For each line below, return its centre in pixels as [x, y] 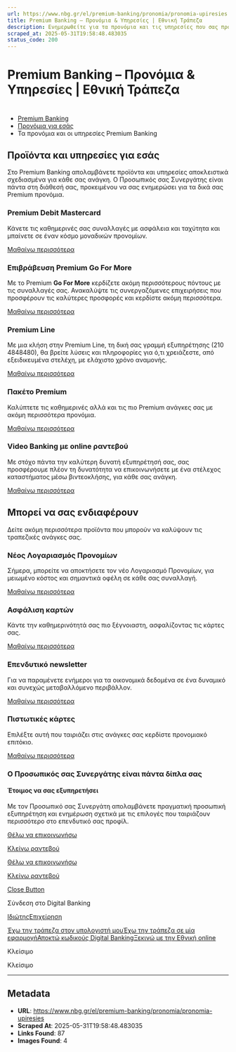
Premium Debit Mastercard [54, 213]
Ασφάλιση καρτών [40, 609]
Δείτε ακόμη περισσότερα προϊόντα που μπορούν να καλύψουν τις [105, 529]
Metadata [29, 994]
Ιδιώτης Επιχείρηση [35, 916]
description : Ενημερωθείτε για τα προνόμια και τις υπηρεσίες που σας [113, 27]
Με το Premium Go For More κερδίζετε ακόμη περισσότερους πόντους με [114, 283]
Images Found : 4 [42, 1040]
